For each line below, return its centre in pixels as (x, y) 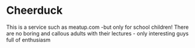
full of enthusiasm (28, 40)
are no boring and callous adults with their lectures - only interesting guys (97, 33)
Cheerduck (34, 10)
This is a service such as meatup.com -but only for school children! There (97, 27)
